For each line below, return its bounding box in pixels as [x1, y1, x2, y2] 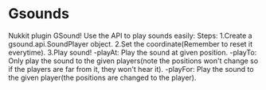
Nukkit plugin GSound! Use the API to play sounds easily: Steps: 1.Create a [8, 31, 252, 40]
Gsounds [8, 5, 70, 23]
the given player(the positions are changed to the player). [8, 73, 197, 82]
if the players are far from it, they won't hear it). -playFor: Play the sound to [8, 64, 254, 73]
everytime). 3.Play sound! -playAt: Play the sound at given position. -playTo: [8, 47, 257, 57]
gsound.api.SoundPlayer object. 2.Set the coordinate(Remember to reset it [8, 39, 253, 48]
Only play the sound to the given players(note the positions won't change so [8, 56, 259, 66]
